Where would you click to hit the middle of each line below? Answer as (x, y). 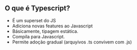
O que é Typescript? (37, 8)
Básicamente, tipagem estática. (45, 31)
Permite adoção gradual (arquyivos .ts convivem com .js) (72, 42)
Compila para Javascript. (38, 36)
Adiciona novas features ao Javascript (52, 26)
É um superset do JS (34, 20)
